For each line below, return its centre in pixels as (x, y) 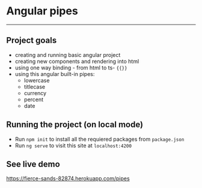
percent (34, 99)
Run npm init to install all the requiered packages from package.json (99, 139)
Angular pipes (42, 11)
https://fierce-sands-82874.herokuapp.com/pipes (68, 178)
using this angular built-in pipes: (55, 74)
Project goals (32, 40)
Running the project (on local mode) (75, 125)
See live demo (33, 164)
